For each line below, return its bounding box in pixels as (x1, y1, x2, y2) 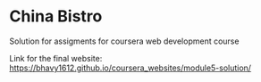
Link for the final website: (9, 53, 103, 63)
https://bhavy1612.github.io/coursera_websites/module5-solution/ (9, 62, 252, 73)
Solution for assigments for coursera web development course (9, 36, 240, 46)
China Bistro (9, 6, 103, 27)
